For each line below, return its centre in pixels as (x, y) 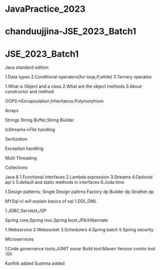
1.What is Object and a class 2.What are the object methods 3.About (74, 86)
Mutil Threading (21, 158)
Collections (16, 168)
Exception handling (24, 148)
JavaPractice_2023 (45, 9)
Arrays (12, 111)
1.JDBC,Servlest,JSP (26, 211)
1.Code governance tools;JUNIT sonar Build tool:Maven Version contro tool (80, 249)
